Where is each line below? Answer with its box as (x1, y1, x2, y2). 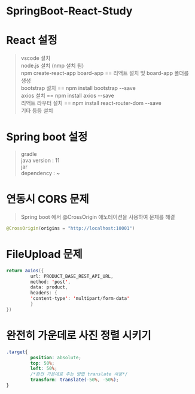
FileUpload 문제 (6, 248, 83, 261)
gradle (20, 151, 37, 158)
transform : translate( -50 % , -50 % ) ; (30, 377, 119, 383)
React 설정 (6, 34, 58, 47)
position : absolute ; (30, 354, 82, 360)
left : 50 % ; (30, 366, 58, 372)
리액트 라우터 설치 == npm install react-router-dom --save (20, 100, 162, 107)
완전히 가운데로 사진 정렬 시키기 (6, 329, 151, 342)
